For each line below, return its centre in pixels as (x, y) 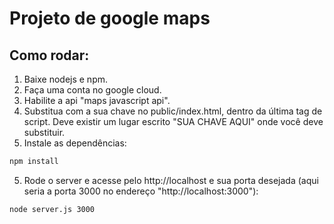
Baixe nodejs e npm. (65, 79)
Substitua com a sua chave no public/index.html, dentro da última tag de (173, 111)
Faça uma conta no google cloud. (92, 90)
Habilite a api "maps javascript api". (97, 100)
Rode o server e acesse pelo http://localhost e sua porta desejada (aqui (171, 180)
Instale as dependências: (75, 143)
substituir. (44, 132)
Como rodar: (49, 55)
